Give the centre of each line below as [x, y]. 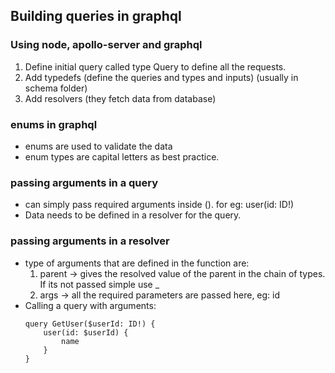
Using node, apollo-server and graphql [106, 45]
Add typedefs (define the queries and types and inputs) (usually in [161, 77]
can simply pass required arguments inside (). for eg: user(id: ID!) [159, 205]
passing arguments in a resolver [90, 241]
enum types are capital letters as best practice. [122, 156]
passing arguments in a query [84, 182]
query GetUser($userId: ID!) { [90, 324]
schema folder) [56, 88]
